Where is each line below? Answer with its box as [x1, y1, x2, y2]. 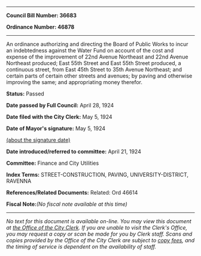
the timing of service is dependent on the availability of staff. [6, 243, 157, 250]
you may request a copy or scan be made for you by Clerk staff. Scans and [6, 230, 193, 238]
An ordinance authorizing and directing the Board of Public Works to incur [6, 41, 188, 48]
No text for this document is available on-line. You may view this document [6, 218, 191, 224]
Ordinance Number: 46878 [6, 23, 75, 30]
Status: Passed [6, 90, 45, 97]
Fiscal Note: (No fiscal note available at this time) [6, 201, 127, 208]
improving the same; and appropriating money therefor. [6, 79, 142, 85]
